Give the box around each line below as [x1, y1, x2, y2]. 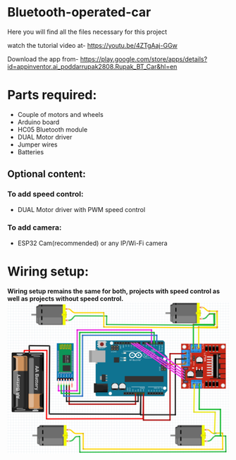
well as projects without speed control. [7, 294, 124, 303]
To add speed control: [7, 189, 84, 199]
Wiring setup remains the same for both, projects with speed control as [7, 287, 221, 295]
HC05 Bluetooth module [17, 125, 88, 134]
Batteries [17, 147, 44, 156]
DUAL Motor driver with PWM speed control [17, 205, 146, 213]
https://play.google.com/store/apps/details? [80, 54, 208, 63]
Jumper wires [17, 140, 58, 149]
